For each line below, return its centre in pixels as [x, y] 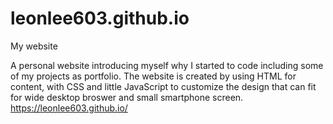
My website [34, 46]
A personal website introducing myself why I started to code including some [167, 65]
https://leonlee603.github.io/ [69, 108]
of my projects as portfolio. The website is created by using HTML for [153, 76]
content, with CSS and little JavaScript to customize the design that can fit [163, 86]
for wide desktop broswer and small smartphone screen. [127, 97]
